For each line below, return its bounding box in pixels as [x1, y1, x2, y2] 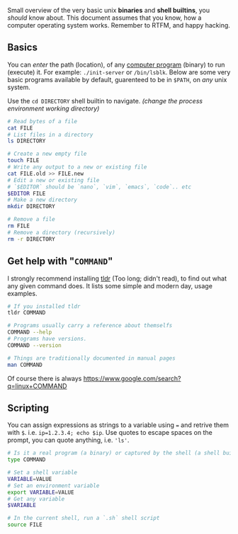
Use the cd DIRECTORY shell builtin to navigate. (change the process [7, 96, 203, 105]
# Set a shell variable [7, 469, 78, 477]
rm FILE [7, 222, 30, 229]
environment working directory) [7, 104, 100, 113]
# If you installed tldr [7, 302, 81, 310]
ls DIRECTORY [7, 137, 46, 144]
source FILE [7, 521, 42, 528]
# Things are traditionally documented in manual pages [7, 354, 176, 362]
